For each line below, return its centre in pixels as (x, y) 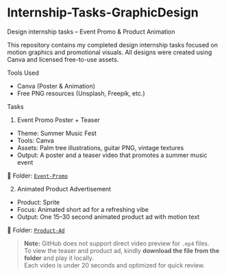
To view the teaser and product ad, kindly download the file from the (122, 250)
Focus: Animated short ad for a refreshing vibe (83, 209)
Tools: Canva (36, 140)
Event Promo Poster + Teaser (59, 120)
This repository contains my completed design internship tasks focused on (113, 45)
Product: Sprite (38, 202)
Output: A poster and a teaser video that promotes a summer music (112, 155)
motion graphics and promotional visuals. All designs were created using (110, 52)
